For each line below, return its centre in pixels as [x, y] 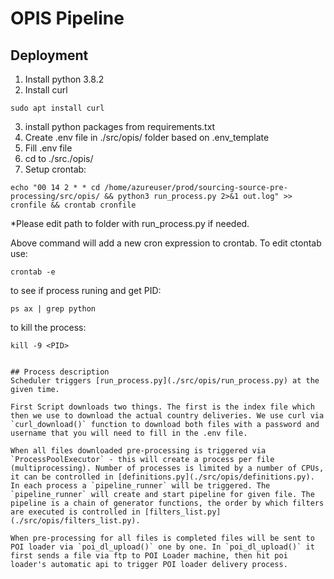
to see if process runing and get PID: [86, 290]
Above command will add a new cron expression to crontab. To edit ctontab [166, 243]
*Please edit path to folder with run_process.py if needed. [130, 223]
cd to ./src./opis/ [59, 158]
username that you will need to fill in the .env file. [129, 433]
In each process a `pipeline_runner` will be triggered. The [140, 486]
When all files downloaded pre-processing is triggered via [138, 451]
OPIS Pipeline [67, 18]
